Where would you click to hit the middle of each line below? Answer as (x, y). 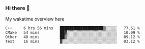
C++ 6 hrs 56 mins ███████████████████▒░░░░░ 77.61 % (72, 28)
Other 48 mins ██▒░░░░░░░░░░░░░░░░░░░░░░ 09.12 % (72, 37)
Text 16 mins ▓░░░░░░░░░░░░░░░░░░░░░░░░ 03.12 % (72, 42)
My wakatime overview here (35, 19)
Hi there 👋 (18, 8)
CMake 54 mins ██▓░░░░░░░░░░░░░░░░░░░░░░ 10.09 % (72, 33)
